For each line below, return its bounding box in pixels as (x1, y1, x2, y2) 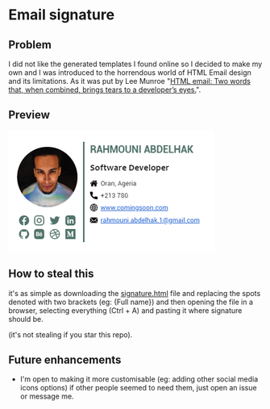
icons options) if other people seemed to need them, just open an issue (19, 383, 257, 393)
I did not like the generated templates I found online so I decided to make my (8, 59, 263, 69)
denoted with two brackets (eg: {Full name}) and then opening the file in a (8, 297, 254, 307)
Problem (8, 38, 52, 52)
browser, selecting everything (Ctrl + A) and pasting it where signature (8, 305, 243, 315)
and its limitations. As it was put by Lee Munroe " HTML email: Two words (8, 77, 251, 86)
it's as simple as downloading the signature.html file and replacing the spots (8, 288, 261, 298)
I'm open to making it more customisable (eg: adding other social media (19, 374, 259, 384)
